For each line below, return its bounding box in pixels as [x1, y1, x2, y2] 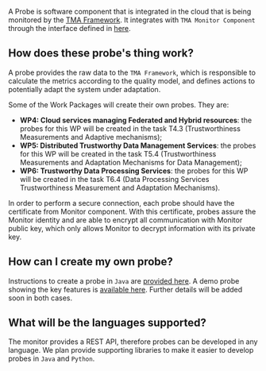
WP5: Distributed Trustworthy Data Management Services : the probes [19, 141, 256, 150]
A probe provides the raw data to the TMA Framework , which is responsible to [8, 68, 256, 77]
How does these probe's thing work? [8, 47, 195, 60]
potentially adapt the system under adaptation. [8, 84, 161, 94]
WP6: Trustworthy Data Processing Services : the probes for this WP [19, 166, 249, 176]
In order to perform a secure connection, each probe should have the [8, 198, 235, 207]
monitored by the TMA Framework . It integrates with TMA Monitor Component [8, 15, 256, 25]
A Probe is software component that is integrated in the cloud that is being [8, 7, 252, 16]
